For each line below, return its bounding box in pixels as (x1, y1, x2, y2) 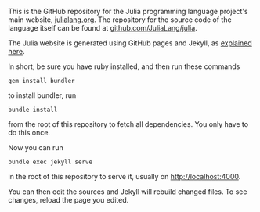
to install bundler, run (8, 91, 77, 100)
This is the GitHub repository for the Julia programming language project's (8, 7, 248, 16)
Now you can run (8, 143, 64, 152)
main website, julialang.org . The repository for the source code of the (8, 15, 233, 24)
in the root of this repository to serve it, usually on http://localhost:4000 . (8, 172, 241, 181)
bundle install (8, 106, 58, 113)
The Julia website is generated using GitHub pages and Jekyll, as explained (8, 38, 252, 48)
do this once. (8, 128, 51, 137)
